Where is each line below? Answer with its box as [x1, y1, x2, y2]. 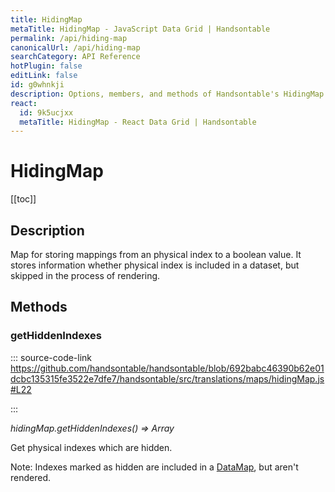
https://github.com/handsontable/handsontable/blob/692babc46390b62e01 [10, 362, 325, 374]
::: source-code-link [10, 351, 93, 363]
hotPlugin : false [10, 61, 83, 71]
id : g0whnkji [10, 80, 65, 90]
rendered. [10, 471, 52, 483]
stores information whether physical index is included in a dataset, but [10, 259, 300, 271]
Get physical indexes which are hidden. [10, 441, 173, 453]
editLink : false [10, 71, 78, 81]
